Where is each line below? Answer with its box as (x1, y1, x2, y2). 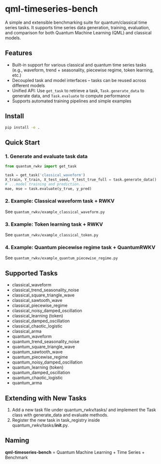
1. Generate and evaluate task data (5, 153, 88, 160)
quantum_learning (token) (12, 365, 64, 370)
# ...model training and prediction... (5, 182, 86, 186)
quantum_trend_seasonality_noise (12, 339, 80, 345)
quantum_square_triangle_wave (12, 344, 75, 350)
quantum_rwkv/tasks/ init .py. (12, 422, 69, 428)
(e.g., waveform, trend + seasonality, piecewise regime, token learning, (12, 67, 154, 73)
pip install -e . (5, 125, 40, 130)
